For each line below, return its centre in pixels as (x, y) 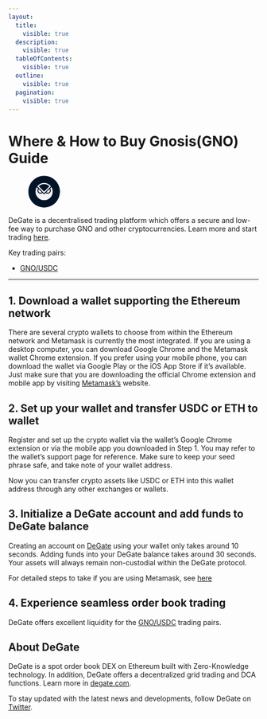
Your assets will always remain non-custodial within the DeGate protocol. (128, 562)
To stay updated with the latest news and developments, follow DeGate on (130, 699)
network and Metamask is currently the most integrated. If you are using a (130, 341)
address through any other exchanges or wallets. (89, 489)
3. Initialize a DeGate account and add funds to (126, 514)
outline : (30, 76)
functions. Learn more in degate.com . (70, 683)
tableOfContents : (44, 59)
